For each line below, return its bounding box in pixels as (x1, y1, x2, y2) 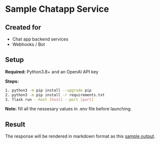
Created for (5, 23, 41, 32)
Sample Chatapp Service (5, 3, 110, 15)
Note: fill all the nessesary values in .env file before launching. (5, 106, 132, 112)
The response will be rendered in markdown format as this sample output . (5, 133, 156, 139)
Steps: (5, 78, 19, 84)
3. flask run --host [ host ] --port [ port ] (5, 97, 94, 102)
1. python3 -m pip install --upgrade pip (5, 88, 92, 93)
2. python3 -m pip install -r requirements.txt (5, 92, 105, 97)
